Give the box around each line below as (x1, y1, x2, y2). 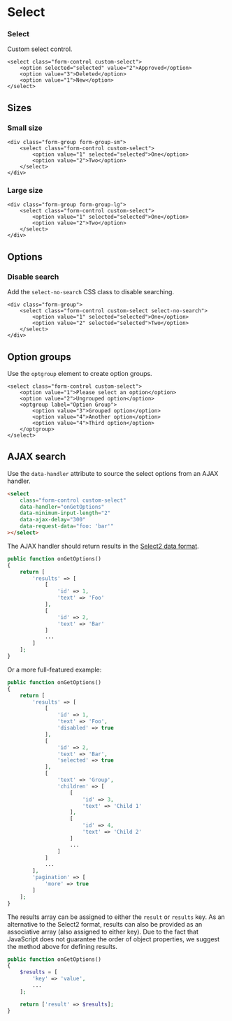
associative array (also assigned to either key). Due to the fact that (7, 927, 199, 936)
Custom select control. (7, 45, 73, 53)
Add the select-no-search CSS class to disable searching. (7, 288, 175, 296)
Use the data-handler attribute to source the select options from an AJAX (7, 469, 219, 477)
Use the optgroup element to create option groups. (7, 369, 152, 377)
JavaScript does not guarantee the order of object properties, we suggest (7, 934, 220, 943)
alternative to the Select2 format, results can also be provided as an (7, 920, 203, 928)
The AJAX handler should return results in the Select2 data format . (7, 542, 199, 550)
